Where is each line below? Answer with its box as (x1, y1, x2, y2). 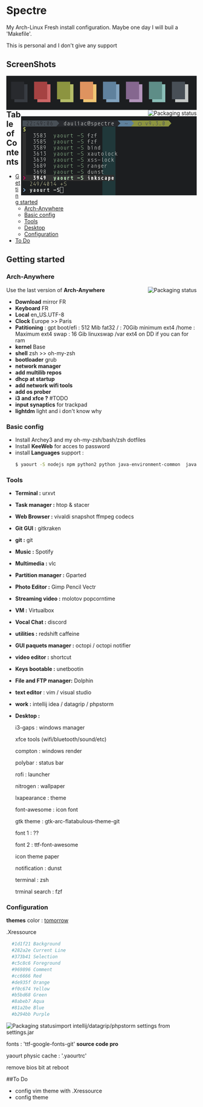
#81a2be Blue (11, 1005, 45, 1011)
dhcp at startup (14, 375, 56, 382)
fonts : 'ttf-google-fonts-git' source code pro (6, 1040, 119, 1047)
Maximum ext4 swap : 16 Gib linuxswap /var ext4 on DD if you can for (14, 330, 189, 338)
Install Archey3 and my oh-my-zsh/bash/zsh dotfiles (14, 436, 146, 443)
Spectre (6, 4, 47, 18)
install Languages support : (14, 449, 84, 456)
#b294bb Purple (11, 1011, 50, 1017)
